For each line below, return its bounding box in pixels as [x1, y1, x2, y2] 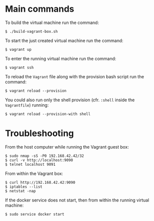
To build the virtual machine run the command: [5, 20, 99, 25]
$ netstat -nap [5, 188, 36, 194]
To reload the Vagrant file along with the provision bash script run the [5, 73, 144, 79]
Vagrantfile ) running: [5, 102, 49, 108]
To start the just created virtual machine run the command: [5, 38, 124, 44]
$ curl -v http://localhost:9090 [5, 157, 73, 162]
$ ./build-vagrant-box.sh [5, 29, 58, 34]
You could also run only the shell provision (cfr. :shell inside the [5, 97, 135, 103]
